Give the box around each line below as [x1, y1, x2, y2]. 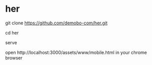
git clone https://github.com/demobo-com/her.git [5, 20, 108, 26]
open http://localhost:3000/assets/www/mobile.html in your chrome [5, 49, 147, 55]
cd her [5, 29, 19, 36]
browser [5, 54, 23, 61]
